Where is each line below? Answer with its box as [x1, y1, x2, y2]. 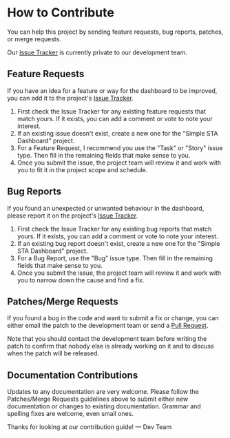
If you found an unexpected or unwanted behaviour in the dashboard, [7, 204, 205, 212]
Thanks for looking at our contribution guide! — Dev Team [7, 423, 172, 431]
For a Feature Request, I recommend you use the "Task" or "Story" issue [17, 143, 223, 152]
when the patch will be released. [7, 349, 100, 357]
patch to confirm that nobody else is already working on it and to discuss [7, 342, 215, 351]
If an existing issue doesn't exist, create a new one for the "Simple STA [17, 129, 218, 137]
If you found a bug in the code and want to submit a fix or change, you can [7, 314, 219, 322]
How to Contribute [7, 5, 115, 21]
